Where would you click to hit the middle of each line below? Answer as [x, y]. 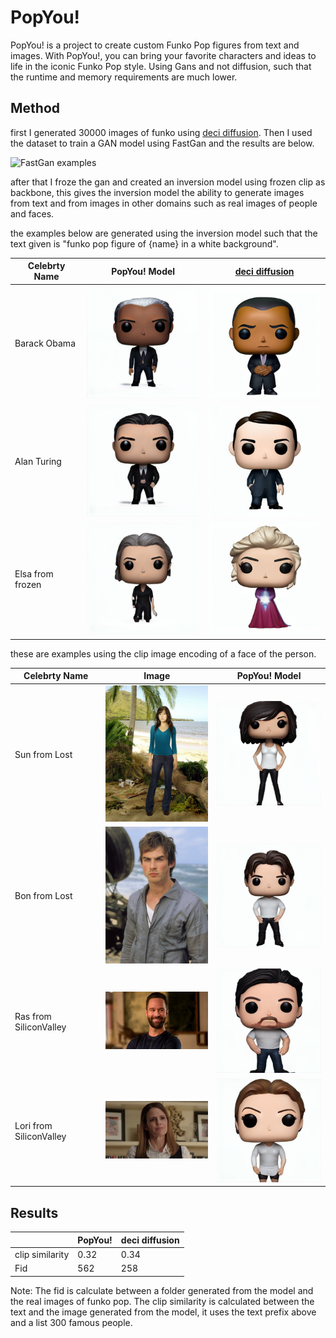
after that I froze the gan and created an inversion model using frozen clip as [168, 182]
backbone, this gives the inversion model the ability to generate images [157, 192]
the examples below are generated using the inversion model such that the [164, 233]
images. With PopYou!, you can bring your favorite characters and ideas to [163, 55]
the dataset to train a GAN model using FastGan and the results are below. [162, 143]
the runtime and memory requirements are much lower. [124, 77]
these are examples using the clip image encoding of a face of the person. [163, 653]
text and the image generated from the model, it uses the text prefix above [163, 1312]
